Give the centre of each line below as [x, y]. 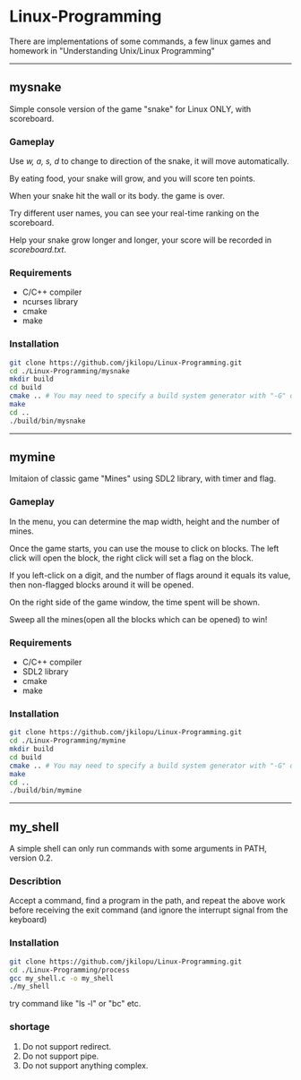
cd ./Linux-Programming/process [69, 970]
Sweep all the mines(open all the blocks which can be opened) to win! [138, 619]
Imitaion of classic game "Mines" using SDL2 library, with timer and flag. [142, 479]
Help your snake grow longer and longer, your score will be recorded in [141, 240]
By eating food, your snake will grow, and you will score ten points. [132, 179]
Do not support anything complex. [85, 1065]
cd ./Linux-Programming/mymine [68, 741]
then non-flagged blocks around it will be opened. [102, 585]
